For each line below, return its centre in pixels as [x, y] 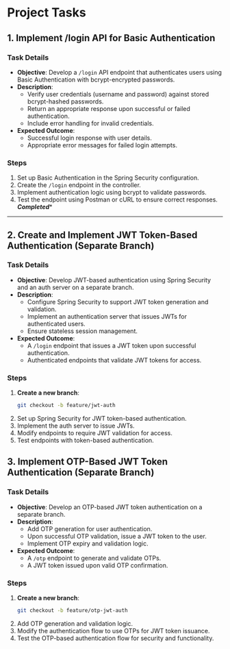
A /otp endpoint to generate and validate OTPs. [94, 558]
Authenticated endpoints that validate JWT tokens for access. [114, 360]
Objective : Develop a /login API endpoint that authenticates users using [119, 72]
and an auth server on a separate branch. [75, 287]
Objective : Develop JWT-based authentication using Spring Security [114, 280]
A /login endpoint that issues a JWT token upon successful [112, 345]
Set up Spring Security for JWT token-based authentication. [102, 419]
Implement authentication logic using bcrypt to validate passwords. [112, 193]
